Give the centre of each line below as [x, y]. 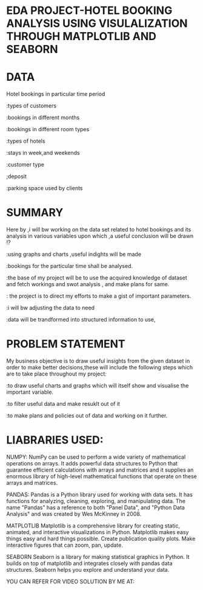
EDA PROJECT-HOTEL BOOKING [89, 11]
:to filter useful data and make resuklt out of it [63, 404]
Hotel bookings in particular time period [56, 94]
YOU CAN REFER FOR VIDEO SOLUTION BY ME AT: [71, 581]
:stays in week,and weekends [43, 153]
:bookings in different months [43, 118]
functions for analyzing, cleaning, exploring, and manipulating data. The [96, 501]
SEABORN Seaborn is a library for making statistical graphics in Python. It [98, 557]
